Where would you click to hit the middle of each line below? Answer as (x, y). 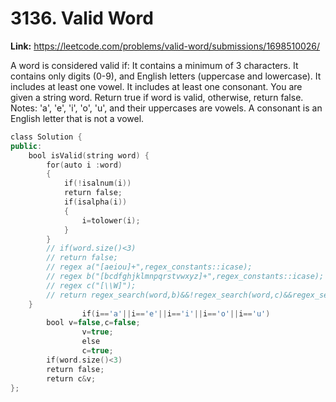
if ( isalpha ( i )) (95, 202)
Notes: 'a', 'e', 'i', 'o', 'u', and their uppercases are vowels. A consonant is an (166, 108)
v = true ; (97, 332)
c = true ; (97, 351)
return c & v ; (71, 378)
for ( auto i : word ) (84, 165)
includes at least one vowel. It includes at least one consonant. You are (156, 86)
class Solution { (46, 137)
